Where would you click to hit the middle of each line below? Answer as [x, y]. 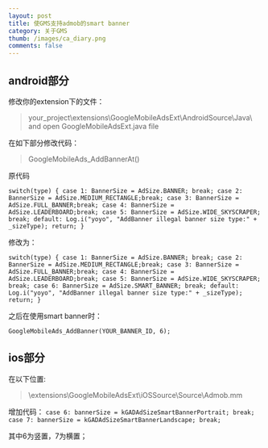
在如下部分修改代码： [43, 143]
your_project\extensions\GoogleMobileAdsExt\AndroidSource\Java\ [140, 117]
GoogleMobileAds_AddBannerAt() [84, 159]
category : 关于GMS [38, 31]
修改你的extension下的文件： [56, 101]
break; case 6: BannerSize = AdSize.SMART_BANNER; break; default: [124, 286]
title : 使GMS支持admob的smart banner [69, 23]
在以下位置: [27, 379]
